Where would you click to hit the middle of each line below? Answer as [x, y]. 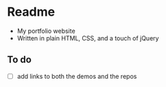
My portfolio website [46, 31]
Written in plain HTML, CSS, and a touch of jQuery [88, 38]
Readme [31, 12]
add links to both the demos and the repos [77, 76]
